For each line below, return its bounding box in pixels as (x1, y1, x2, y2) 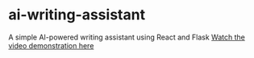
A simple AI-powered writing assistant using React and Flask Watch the (8, 32, 246, 42)
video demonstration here (8, 40, 94, 50)
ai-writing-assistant (8, 6, 146, 24)
